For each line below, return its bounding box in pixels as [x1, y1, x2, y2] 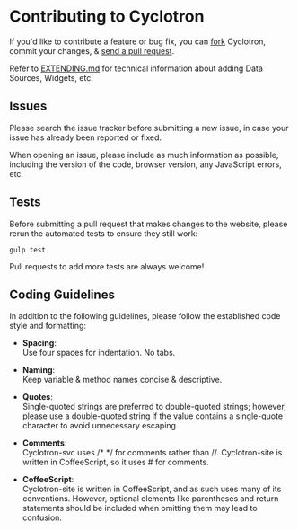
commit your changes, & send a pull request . [9, 45, 175, 56]
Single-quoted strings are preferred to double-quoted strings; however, [22, 402, 287, 412]
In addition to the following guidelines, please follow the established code [9, 311, 281, 322]
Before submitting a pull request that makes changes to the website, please [9, 218, 288, 229]
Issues [9, 99, 48, 114]
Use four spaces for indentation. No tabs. [22, 348, 176, 358]
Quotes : [22, 392, 54, 402]
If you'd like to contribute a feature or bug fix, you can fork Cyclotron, [9, 36, 267, 47]
